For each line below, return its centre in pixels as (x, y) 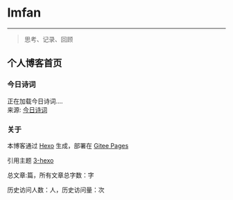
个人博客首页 (35, 63)
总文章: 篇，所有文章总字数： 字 (51, 175)
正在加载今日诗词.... (35, 101)
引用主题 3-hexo (31, 160)
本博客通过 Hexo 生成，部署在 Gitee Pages (68, 145)
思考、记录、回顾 (49, 39)
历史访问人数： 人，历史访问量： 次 (56, 190)
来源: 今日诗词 (27, 109)
